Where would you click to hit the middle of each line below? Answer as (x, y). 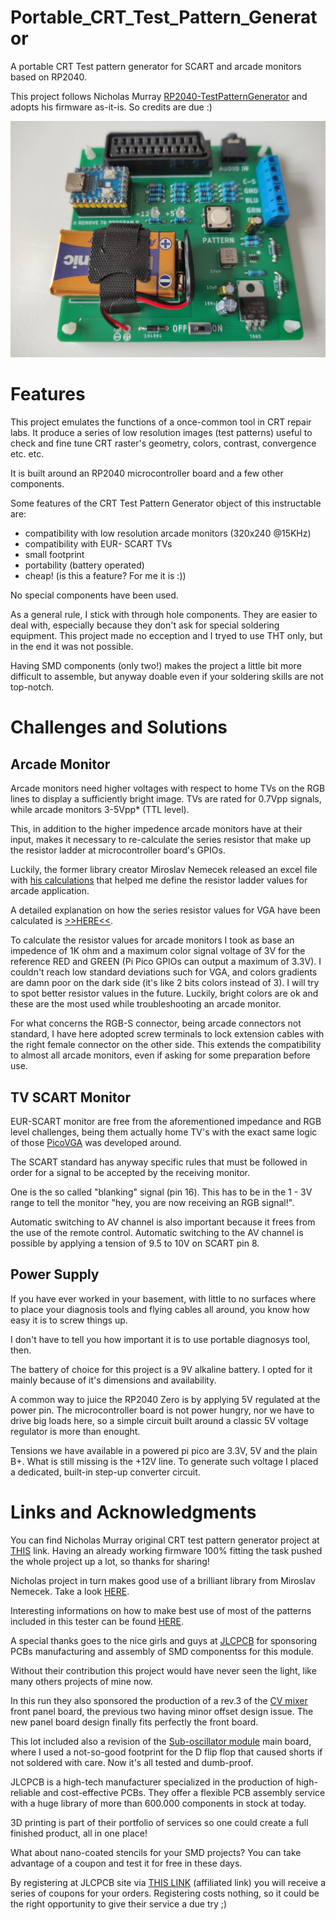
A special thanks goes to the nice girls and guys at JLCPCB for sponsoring (163, 1640)
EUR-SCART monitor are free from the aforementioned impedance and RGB (166, 1122)
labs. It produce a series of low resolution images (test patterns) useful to (161, 433)
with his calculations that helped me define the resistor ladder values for (159, 880)
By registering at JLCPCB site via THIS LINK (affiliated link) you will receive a (168, 1882)
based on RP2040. (49, 77)
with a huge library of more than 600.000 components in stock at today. (158, 1803)
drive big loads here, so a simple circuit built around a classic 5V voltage (159, 1420)
